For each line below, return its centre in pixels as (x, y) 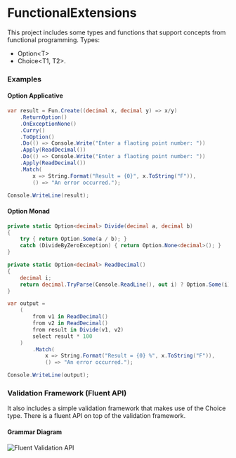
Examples (25, 79)
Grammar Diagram (35, 432)
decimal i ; (36, 278)
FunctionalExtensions (72, 13)
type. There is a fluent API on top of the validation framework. (97, 416)
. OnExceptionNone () (48, 124)
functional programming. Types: (54, 39)
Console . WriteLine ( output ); (48, 375)
